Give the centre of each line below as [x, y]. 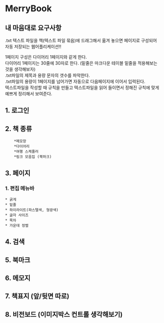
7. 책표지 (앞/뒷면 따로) [37, 296]
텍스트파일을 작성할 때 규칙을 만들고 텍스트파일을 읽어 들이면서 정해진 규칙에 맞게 [82, 88]
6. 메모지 [18, 278]
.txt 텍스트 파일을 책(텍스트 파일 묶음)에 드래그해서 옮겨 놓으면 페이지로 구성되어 [81, 40]
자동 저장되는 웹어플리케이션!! [33, 46]
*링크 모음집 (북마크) [33, 157]
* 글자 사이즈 [17, 215]
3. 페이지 [18, 173]
